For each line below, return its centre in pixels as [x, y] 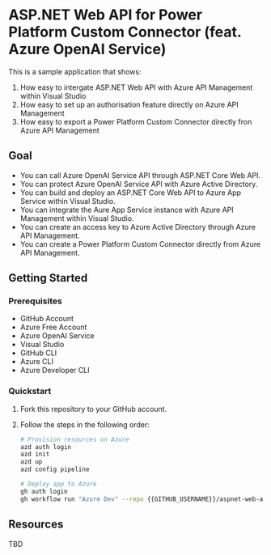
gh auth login [44, 491]
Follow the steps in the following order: [85, 424]
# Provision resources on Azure [74, 439]
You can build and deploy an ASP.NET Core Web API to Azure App [130, 193]
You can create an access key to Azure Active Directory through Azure [138, 227]
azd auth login [46, 447]
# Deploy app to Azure [58, 484]
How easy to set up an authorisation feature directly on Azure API [129, 104]
